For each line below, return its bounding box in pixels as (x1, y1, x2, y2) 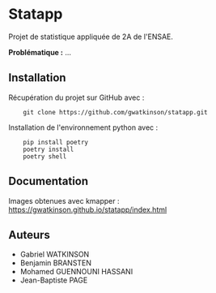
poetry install (23, 145, 74, 153)
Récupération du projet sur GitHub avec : (8, 93, 145, 102)
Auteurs (8, 228, 51, 242)
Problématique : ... (8, 47, 71, 57)
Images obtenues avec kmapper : (8, 196, 120, 205)
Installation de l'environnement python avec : (8, 123, 159, 132)
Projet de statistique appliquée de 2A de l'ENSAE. (8, 32, 174, 41)
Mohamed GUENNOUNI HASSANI (19, 267, 133, 277)
